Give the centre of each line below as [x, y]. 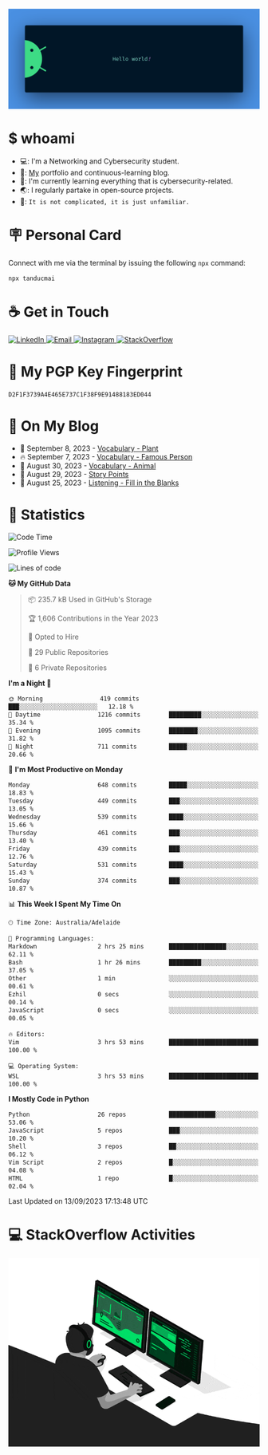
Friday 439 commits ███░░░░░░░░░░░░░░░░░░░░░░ [134, 849]
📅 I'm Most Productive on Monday [66, 769]
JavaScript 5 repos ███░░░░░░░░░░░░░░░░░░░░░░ [134, 1130]
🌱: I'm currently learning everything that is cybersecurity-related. [126, 181]
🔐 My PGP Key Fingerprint [96, 372]
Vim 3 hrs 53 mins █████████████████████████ [134, 1042]
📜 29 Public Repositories [68, 652]
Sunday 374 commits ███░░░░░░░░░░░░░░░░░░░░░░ [134, 881]
